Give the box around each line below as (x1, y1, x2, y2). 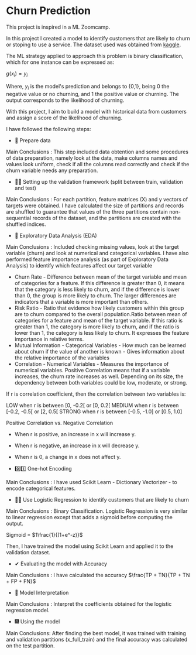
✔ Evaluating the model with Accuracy (14, 560, 107, 567)
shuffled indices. (6, 221, 47, 228)
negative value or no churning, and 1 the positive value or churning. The (6, 90, 180, 97)
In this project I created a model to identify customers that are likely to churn (6, 35, 190, 42)
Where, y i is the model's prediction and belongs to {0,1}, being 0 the (6, 83, 170, 91)
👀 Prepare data (14, 136, 51, 144)
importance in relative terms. (14, 335, 84, 342)
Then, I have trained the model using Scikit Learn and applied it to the (6, 543, 174, 550)
